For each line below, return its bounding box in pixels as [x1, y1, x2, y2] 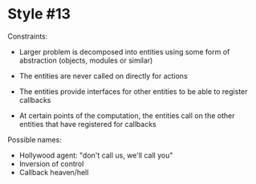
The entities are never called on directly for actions [18, 71, 188, 80]
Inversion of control [18, 158, 84, 169]
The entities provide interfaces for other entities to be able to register [18, 86, 248, 96]
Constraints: [7, 31, 48, 41]
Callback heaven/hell [18, 167, 89, 177]
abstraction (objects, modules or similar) [18, 55, 153, 65]
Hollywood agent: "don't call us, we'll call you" [18, 150, 173, 160]
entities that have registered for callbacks [18, 119, 157, 129]
